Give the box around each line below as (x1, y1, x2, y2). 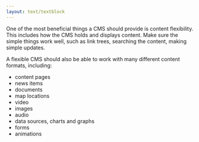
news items (14, 80, 43, 87)
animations (14, 130, 42, 137)
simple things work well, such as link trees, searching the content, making (6, 37, 187, 45)
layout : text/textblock (6, 8, 65, 15)
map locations (14, 92, 50, 99)
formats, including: (6, 62, 52, 69)
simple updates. (6, 44, 46, 51)
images (14, 105, 33, 112)
